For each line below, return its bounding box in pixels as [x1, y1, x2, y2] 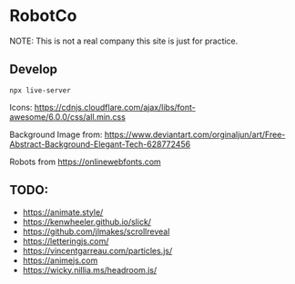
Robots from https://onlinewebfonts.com [9, 156, 161, 167]
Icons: [9, 102, 33, 113]
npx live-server [9, 85, 71, 95]
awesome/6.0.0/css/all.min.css [9, 111, 126, 122]
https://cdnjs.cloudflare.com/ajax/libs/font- [34, 102, 196, 113]
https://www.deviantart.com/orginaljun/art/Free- [104, 129, 286, 140]
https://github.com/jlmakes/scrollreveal [22, 226, 170, 237]
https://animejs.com [22, 255, 98, 266]
